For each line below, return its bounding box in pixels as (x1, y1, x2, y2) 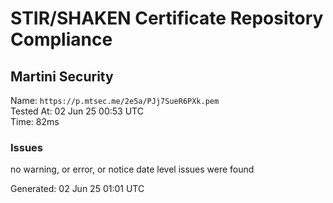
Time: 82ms (10, 116, 60, 127)
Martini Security (10, 68, 114, 85)
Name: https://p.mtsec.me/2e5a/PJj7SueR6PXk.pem (10, 95, 220, 106)
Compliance (10, 28, 113, 51)
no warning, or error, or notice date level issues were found (10, 163, 255, 176)
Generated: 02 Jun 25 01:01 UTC (10, 183, 145, 195)
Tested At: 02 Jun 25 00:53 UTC (10, 105, 144, 117)
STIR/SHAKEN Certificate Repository (10, 7, 324, 30)
